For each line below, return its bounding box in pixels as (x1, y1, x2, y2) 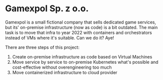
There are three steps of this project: (5, 44, 80, 50)
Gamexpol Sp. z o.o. (5, 3, 89, 14)
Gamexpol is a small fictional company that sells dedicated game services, (5, 19, 156, 25)
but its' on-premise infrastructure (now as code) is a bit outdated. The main (5, 24, 158, 30)
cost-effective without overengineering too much (12, 64, 112, 70)
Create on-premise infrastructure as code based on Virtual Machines (12, 53, 153, 59)
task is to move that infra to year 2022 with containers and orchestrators (5, 29, 152, 35)
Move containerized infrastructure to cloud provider (12, 69, 118, 75)
